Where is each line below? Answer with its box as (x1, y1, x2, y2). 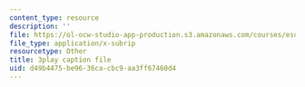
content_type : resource (9, 13, 100, 23)
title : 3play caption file (9, 55, 112, 64)
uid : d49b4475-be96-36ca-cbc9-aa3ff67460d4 (9, 64, 177, 73)
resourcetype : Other (9, 47, 88, 56)
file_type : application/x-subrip (9, 38, 136, 48)
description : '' (9, 22, 71, 31)
